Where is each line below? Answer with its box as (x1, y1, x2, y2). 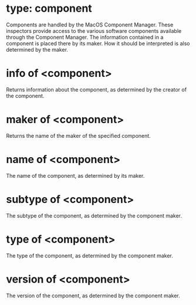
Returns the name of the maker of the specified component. (6, 132, 151, 139)
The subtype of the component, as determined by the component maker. (6, 212, 183, 219)
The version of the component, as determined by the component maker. (6, 292, 180, 299)
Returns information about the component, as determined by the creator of (6, 86, 187, 93)
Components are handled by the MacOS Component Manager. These (6, 21, 174, 28)
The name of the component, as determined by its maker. (6, 172, 145, 179)
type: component (6, 2, 92, 15)
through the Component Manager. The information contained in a (6, 33, 164, 40)
